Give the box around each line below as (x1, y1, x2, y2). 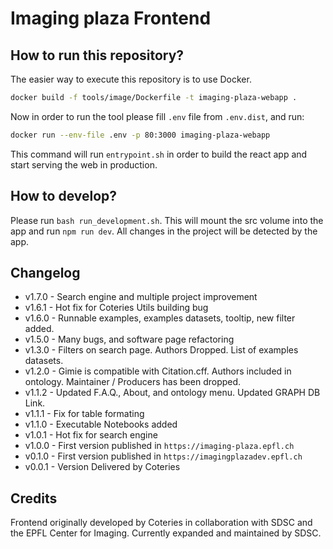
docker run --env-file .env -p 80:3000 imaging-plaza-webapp (10, 130, 271, 140)
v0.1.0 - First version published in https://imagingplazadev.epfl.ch (24, 450, 303, 462)
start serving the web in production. (10, 158, 158, 171)
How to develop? (10, 188, 118, 205)
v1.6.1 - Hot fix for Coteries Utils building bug (24, 302, 209, 314)
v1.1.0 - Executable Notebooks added (24, 418, 178, 431)
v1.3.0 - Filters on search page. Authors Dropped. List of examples (24, 344, 299, 356)
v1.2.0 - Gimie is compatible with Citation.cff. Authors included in (24, 365, 292, 377)
